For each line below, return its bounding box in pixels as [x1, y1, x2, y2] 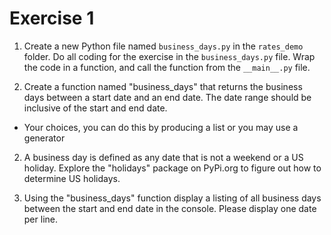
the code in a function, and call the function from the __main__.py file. [23, 61, 311, 73]
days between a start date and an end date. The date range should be [23, 91, 312, 103]
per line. [23, 213, 58, 225]
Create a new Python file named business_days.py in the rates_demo [23, 40, 304, 52]
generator [23, 132, 66, 144]
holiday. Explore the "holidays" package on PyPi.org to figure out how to [23, 162, 322, 174]
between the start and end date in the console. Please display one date [23, 202, 317, 214]
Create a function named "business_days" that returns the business [23, 80, 303, 92]
